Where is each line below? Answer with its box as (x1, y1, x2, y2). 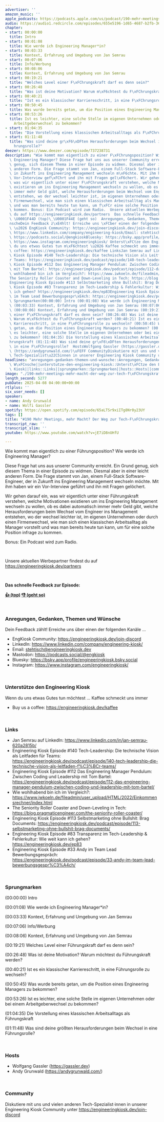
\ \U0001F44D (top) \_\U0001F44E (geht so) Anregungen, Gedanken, (9, 216, 147, 222)
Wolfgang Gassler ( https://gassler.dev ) (12, 1063, 90, 1069)
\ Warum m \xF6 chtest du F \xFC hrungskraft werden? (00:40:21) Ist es (9, 317, 152, 322)
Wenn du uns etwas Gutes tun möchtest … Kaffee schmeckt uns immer (5, 695, 148, 701)
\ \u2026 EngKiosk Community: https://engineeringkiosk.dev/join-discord (9, 226, 163, 231)
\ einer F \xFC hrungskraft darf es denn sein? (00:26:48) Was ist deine (9, 312, 159, 317)
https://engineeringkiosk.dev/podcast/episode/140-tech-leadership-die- (12, 758, 158, 764)
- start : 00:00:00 (5, 30, 42, 35)
